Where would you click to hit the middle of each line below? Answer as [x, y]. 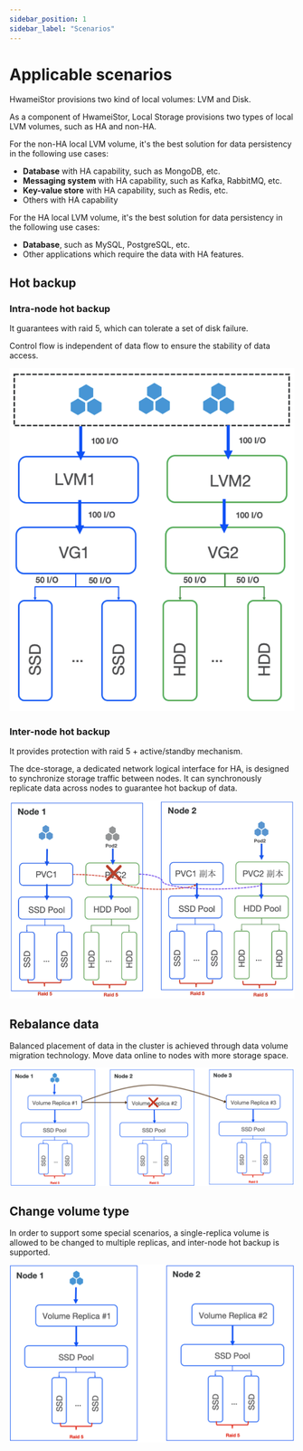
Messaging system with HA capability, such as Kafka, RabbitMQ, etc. [152, 181]
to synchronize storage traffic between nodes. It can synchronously [136, 779]
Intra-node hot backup [60, 308]
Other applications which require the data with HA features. [133, 254]
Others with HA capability [70, 200]
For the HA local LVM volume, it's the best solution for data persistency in [146, 218]
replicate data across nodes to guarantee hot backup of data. [123, 788]
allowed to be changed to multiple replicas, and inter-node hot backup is [145, 1243]
